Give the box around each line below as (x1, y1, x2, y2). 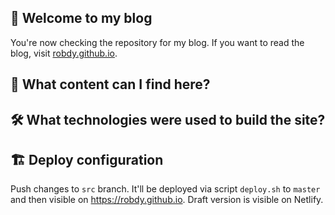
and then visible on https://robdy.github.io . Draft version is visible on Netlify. (10, 194, 324, 206)
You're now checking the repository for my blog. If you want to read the (10, 36, 305, 48)
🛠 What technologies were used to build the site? (10, 111, 326, 128)
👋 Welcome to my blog (10, 10, 153, 27)
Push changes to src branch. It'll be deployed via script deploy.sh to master (10, 183, 321, 195)
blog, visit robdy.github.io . (10, 47, 118, 59)
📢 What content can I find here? (10, 76, 211, 93)
